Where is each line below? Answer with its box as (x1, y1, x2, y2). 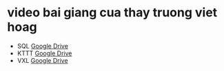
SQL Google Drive (17, 42, 69, 50)
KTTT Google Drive (17, 49, 72, 57)
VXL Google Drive (17, 56, 68, 64)
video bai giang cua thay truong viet (7, 5, 218, 20)
